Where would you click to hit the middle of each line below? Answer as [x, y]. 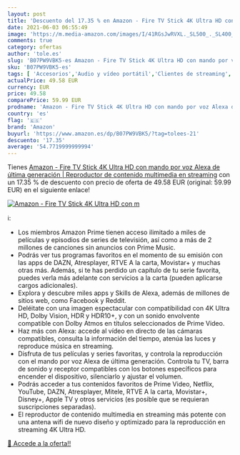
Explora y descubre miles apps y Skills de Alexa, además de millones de [124, 293]
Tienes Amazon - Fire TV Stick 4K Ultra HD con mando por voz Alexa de [114, 167]
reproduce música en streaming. [66, 346]
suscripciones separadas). [57, 407]
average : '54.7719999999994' [51, 147]
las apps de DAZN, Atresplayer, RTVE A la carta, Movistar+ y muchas [119, 263]
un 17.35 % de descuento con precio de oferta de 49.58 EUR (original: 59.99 [120, 182]
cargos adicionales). [47, 286]
